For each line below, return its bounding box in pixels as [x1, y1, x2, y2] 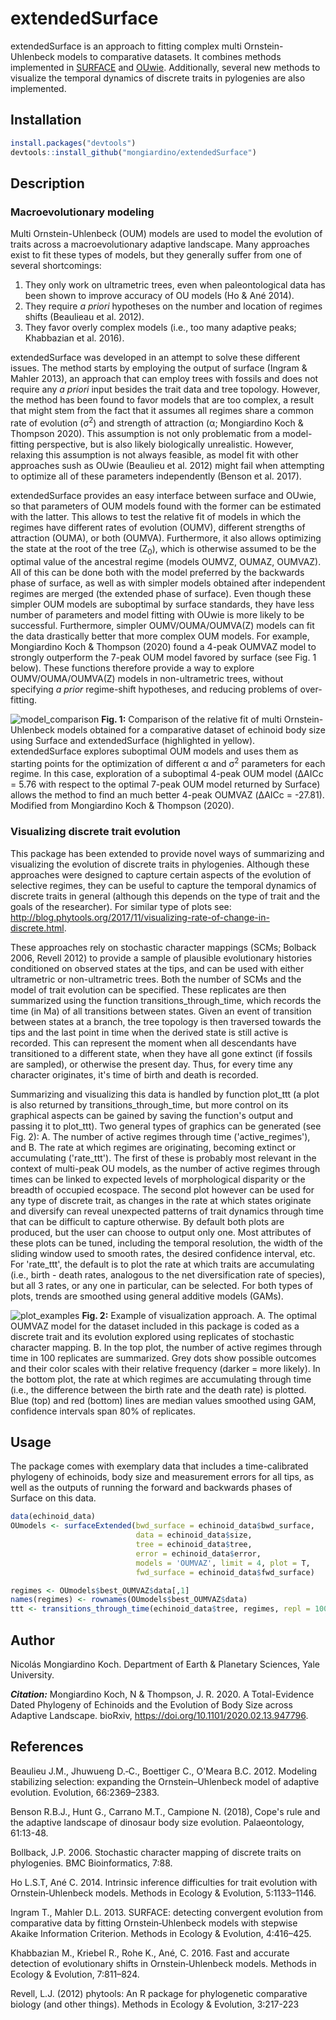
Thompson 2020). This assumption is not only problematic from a [10, 427, 281, 439]
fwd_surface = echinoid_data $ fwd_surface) [135, 1567, 315, 1577]
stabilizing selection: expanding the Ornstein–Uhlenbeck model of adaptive [10, 1775, 320, 1787]
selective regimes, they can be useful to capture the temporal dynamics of [10, 879, 317, 891]
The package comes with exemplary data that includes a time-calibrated [10, 1460, 309, 1472]
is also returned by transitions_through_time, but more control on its [10, 1098, 289, 1111]
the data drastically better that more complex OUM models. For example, [10, 630, 310, 642]
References [10, 1738, 84, 1756]
